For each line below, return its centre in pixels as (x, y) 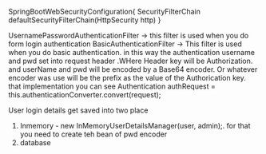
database (35, 142)
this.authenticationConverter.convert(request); (85, 95)
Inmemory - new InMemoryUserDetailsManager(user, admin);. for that (135, 126)
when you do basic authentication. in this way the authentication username (132, 52)
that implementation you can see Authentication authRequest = (112, 86)
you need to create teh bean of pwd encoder (93, 134)
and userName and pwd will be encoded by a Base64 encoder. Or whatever (133, 69)
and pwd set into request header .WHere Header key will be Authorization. (131, 61)
